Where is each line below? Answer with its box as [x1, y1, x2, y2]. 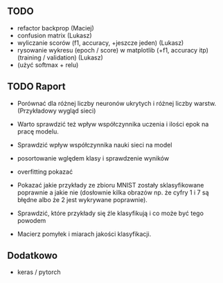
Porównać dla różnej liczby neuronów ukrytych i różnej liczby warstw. [17, 99, 217, 107]
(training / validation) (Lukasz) [17, 53, 104, 62]
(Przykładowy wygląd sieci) [17, 107, 96, 115]
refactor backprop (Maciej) [17, 24, 95, 32]
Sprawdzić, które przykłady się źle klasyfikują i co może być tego [17, 209, 204, 217]
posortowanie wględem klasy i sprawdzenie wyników [17, 154, 170, 162]
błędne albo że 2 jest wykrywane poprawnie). [17, 195, 148, 203]
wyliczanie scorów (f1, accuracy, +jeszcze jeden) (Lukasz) [17, 38, 184, 47]
